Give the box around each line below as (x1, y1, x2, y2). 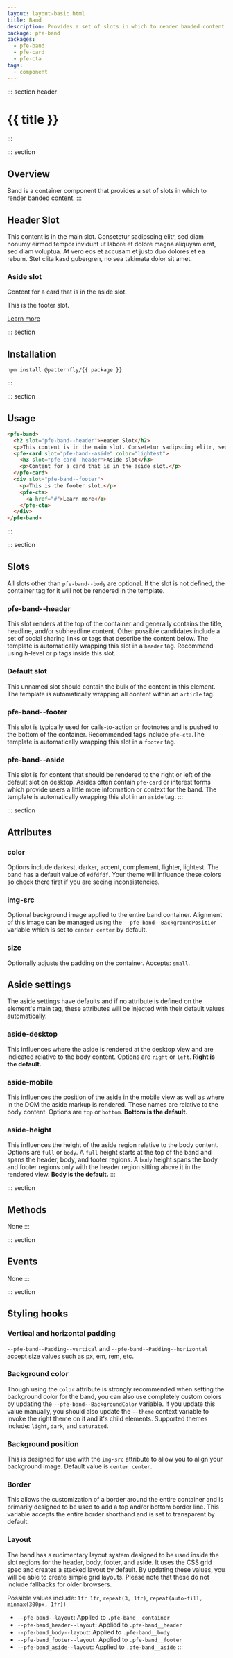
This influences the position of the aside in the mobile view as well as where (7, 1093, 225, 1101)
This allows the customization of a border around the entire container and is (7, 1496, 224, 1504)
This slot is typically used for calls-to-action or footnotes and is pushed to (7, 723, 218, 731)
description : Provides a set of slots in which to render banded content (7, 23, 225, 30)
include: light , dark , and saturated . (7, 1421, 109, 1430)
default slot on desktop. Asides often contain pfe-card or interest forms (7, 778, 212, 787)
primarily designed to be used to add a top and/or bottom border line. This (7, 1502, 220, 1511)
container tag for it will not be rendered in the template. (7, 587, 165, 595)
